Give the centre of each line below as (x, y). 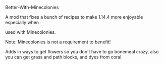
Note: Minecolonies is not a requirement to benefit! (58, 42)
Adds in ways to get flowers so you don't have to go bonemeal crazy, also (82, 52)
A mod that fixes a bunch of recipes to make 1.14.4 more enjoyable (74, 17)
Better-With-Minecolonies (32, 7)
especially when (22, 22)
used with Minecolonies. (31, 32)
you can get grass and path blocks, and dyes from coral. (64, 57)
